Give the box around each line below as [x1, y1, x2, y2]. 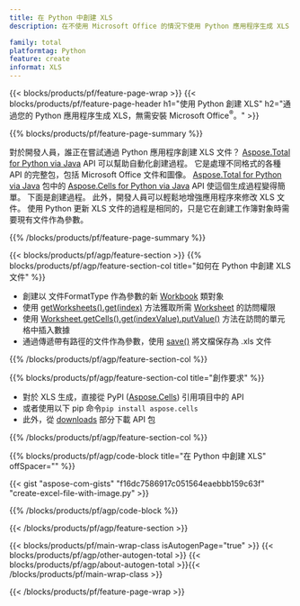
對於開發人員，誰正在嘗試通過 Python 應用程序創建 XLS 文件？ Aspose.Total [9, 146, 291, 158]
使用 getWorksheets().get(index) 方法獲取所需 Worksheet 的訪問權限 [22, 302, 276, 312]
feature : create [9, 55, 70, 64]
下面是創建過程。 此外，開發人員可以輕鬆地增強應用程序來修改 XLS [26, 191, 276, 203]
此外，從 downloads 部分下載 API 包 [22, 413, 156, 424]
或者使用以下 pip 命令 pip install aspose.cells [22, 402, 199, 413]
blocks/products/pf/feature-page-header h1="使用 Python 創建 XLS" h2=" [9, 98, 284, 109]
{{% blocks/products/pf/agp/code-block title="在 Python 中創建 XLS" [9, 450, 267, 461]
